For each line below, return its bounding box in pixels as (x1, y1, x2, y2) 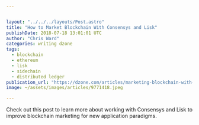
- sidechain (11, 68, 41, 74)
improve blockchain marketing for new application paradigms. (6, 113, 157, 120)
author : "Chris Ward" (6, 35, 60, 41)
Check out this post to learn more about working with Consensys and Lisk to (6, 106, 193, 113)
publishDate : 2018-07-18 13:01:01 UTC (6, 30, 102, 36)
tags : (6, 47, 20, 52)
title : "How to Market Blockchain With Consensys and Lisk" (6, 24, 158, 30)
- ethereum (11, 57, 38, 63)
